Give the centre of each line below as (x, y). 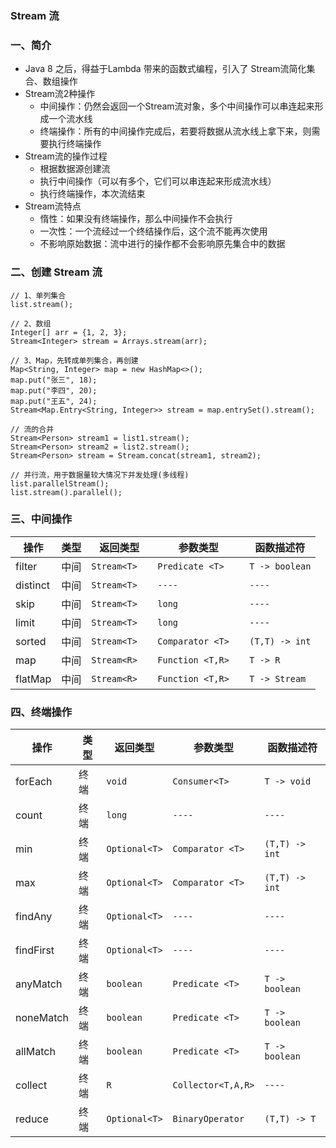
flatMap (33, 679)
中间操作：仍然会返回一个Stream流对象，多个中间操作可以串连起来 (177, 106)
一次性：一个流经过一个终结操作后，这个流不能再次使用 (153, 231)
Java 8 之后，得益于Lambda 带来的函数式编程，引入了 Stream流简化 (165, 69)
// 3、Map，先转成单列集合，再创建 (74, 360)
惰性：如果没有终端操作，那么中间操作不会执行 (136, 219)
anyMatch (39, 984)
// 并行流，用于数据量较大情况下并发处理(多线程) (100, 475)
